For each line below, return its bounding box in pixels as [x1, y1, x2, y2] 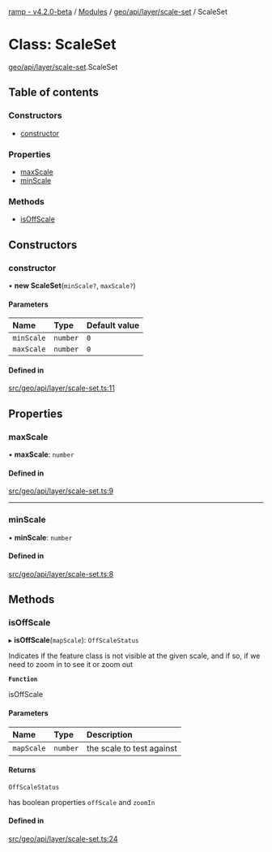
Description [86, 729, 134, 740]
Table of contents [8, 85, 99, 100]
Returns [8, 765, 36, 775]
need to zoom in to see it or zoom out [8, 660, 134, 669]
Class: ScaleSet [8, 36, 117, 54]
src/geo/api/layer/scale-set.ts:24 [8, 834, 118, 843]
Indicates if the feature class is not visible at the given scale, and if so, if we [8, 651, 261, 661]
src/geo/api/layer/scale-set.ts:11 [8, 383, 115, 393]
